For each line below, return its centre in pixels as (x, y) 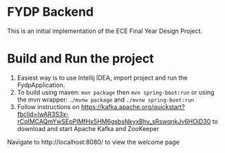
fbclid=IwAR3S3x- (43, 114)
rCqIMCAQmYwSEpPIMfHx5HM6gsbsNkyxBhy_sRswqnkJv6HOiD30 (114, 121)
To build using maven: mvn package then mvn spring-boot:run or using (116, 92)
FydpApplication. (41, 85)
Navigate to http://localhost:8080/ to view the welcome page (94, 142)
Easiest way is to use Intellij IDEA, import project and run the (102, 78)
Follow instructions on (49, 106)
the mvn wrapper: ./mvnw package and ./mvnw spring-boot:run (106, 99)
